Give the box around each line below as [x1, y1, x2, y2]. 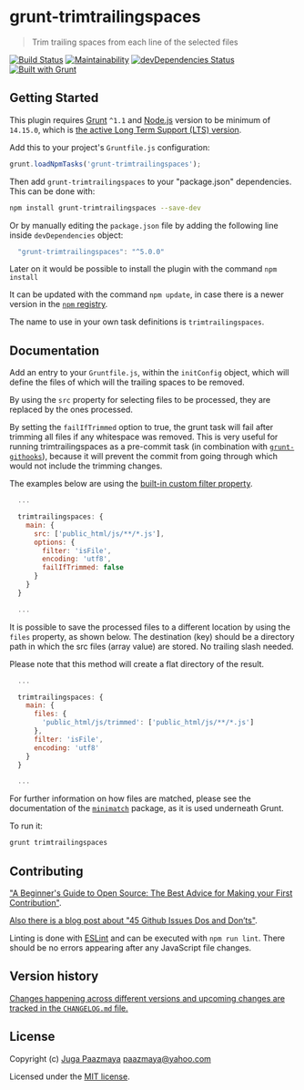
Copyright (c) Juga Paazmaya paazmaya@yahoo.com [9, 1053, 212, 1064]
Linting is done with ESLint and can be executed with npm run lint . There [9, 932, 286, 943]
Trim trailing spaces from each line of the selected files [31, 36, 238, 47]
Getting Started [9, 90, 99, 106]
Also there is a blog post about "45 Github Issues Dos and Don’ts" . [9, 915, 258, 926]
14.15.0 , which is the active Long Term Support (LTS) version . [9, 124, 242, 135]
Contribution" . [9, 898, 62, 908]
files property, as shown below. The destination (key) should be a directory [9, 631, 295, 642]
